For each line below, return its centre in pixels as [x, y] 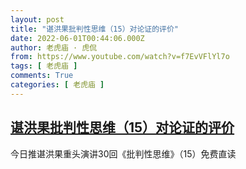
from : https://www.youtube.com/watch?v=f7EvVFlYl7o [120, 57]
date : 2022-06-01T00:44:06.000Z [77, 38]
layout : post [37, 19]
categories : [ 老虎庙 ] [57, 85]
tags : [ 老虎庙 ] [44, 66]
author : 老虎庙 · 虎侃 [54, 47]
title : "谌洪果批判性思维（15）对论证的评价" [95, 29]
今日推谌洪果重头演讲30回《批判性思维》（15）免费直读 [123, 153]
